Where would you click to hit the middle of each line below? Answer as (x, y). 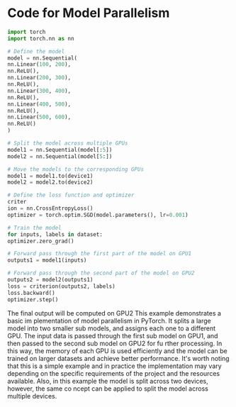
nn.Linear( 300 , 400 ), (39, 91)
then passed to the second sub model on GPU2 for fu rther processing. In (115, 343)
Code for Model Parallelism (89, 13)
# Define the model (36, 51)
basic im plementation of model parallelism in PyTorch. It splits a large (109, 320)
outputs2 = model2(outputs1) (50, 280)
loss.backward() (31, 293)
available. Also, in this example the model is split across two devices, (108, 381)
